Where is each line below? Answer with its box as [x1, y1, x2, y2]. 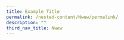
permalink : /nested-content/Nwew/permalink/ [6, 14, 119, 20]
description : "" [6, 19, 46, 25]
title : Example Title [6, 8, 60, 15]
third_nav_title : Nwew [6, 25, 63, 31]
